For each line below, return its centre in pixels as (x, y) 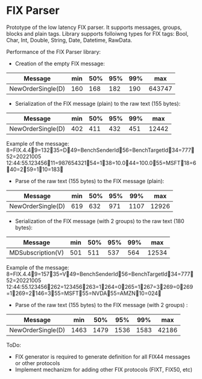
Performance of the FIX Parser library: (54, 51)
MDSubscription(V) (37, 253)
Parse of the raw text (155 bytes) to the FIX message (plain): (90, 181)
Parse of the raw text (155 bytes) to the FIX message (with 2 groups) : (101, 305)
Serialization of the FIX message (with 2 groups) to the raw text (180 (100, 221)
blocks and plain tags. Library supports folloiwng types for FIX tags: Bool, (97, 33)
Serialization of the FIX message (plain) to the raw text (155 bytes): (98, 103)
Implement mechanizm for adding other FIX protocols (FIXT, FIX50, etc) (104, 369)
